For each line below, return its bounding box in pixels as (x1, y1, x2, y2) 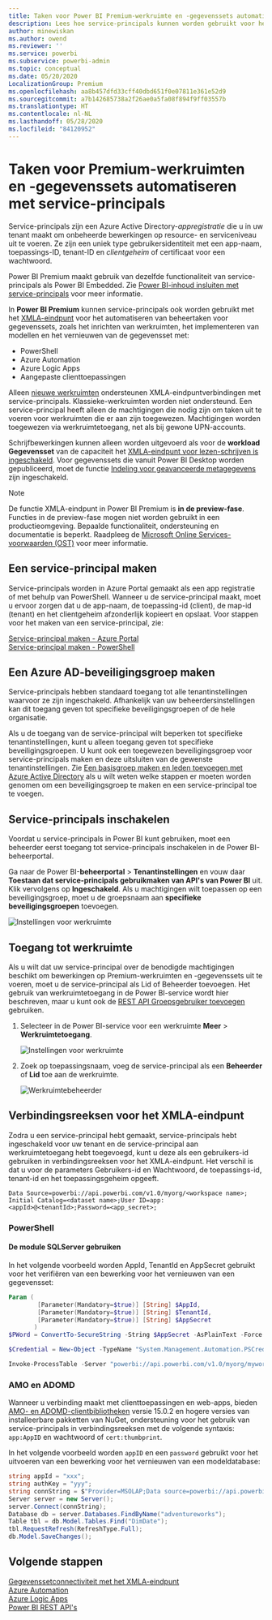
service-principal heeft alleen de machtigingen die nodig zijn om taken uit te (8, 405, 262, 415)
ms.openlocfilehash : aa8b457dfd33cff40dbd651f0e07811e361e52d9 (8, 87, 227, 96)
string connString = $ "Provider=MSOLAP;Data (8, 1487, 161, 1495)
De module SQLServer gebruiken (8, 1242, 121, 1252)
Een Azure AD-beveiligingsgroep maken (8, 665, 216, 679)
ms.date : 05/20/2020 (8, 72, 79, 80)
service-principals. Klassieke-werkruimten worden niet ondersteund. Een (8, 396, 253, 406)
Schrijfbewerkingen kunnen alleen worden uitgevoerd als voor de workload (8, 437, 261, 447)
